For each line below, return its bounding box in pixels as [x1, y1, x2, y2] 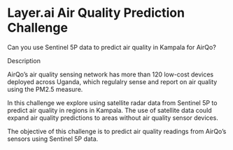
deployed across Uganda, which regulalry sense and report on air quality [7, 77, 218, 86]
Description [7, 56, 41, 64]
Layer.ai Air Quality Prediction [7, 5, 185, 21]
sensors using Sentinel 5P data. [7, 135, 99, 143]
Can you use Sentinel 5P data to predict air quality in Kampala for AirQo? [7, 43, 217, 51]
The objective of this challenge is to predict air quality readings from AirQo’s [7, 127, 227, 135]
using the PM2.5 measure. [7, 85, 83, 93]
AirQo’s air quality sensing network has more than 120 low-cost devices [7, 70, 214, 79]
